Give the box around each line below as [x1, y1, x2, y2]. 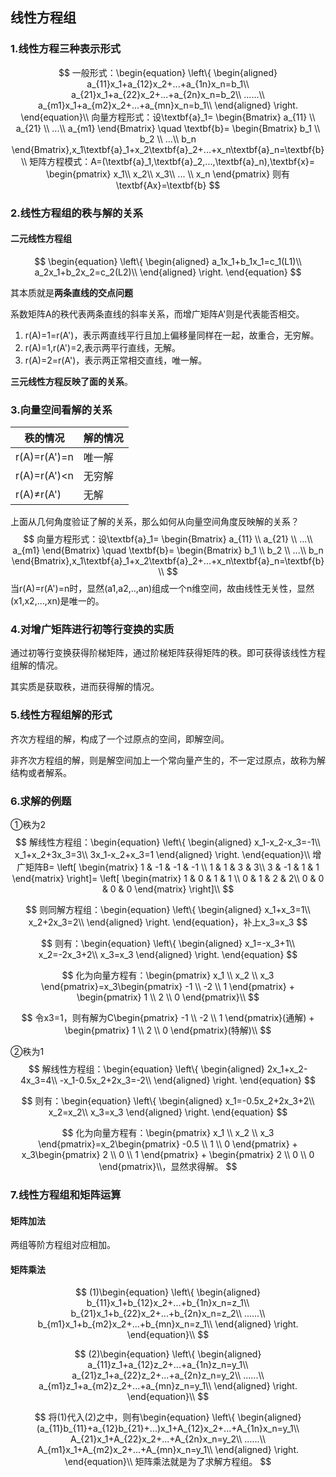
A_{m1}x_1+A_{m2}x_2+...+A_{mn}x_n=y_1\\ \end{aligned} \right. [36, 1444, 300, 1456]
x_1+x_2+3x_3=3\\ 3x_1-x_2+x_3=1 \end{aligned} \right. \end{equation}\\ [14, 849, 311, 860]
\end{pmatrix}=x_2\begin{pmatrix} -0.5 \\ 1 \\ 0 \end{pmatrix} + [38, 1138, 298, 1150]
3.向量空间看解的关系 [10, 403, 113, 417]
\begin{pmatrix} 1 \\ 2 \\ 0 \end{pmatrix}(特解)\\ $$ [64, 1024, 272, 1036]
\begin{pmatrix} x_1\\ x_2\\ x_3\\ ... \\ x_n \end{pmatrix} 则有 [45, 168, 291, 180]
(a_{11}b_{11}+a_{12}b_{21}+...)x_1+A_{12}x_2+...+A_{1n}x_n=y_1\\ [36, 1423, 300, 1435]
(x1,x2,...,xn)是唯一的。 [10, 595, 105, 607]
